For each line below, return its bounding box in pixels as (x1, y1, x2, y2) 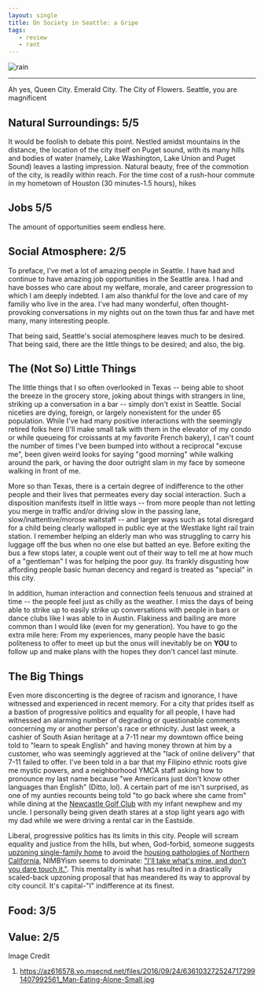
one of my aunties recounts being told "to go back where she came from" (8, 791, 247, 800)
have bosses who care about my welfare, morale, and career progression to (8, 282, 254, 291)
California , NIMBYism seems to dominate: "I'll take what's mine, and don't (8, 856, 247, 866)
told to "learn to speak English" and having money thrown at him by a (8, 741, 233, 750)
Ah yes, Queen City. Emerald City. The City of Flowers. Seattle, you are (8, 85, 237, 94)
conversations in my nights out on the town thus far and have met (42, 307, 255, 317)
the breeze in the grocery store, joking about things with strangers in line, (8, 391, 246, 401)
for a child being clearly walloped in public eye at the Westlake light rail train (8, 523, 255, 533)
